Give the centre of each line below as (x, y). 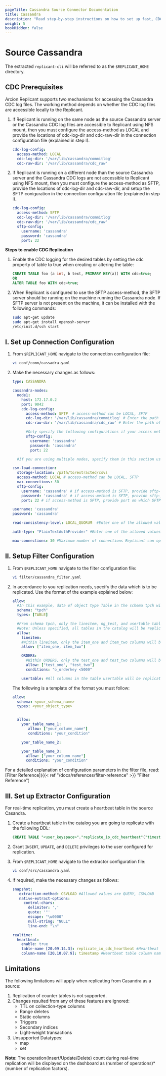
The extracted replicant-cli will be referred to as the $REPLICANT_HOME (77, 66)
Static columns (35, 1017)
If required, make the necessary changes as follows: (65, 880)
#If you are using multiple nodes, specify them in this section (85, 459)
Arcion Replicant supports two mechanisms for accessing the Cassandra (79, 99)
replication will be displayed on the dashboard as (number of (67, 1063)
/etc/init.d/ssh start (36, 327)
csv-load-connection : (34, 468)
